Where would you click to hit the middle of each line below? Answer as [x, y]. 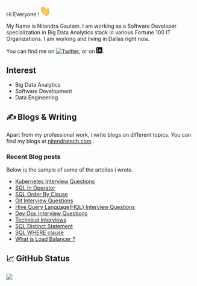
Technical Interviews [41, 220]
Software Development [43, 91]
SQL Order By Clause [41, 194]
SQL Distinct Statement [44, 226]
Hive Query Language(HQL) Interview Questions [75, 207]
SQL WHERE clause [39, 233]
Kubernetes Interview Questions [55, 182]
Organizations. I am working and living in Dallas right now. [78, 39]
